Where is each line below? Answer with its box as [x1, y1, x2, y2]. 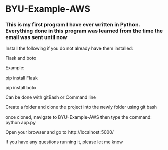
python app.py [5, 120, 36, 126]
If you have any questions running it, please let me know [5, 139, 123, 145]
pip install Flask [5, 74, 38, 81]
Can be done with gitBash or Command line [5, 94, 96, 100]
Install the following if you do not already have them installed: [5, 45, 133, 51]
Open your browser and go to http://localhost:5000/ [5, 129, 114, 135]
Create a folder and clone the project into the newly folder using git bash [5, 104, 157, 110]
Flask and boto [5, 55, 37, 61]
